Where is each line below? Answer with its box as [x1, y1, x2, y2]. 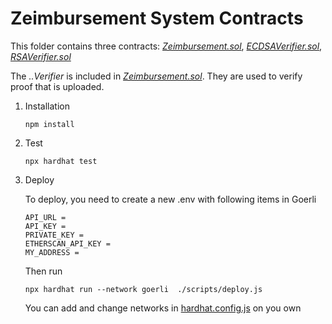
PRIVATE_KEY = [24, 230, 84, 240]
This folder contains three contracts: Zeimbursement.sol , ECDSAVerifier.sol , [10, 40, 323, 52]
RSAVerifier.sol [10, 50, 72, 62]
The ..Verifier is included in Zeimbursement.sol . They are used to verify [10, 70, 303, 82]
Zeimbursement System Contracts [10, 7, 304, 30]
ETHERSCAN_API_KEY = [24, 238, 111, 249]
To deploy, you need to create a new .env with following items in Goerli [24, 193, 317, 205]
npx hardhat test [24, 156, 98, 166]
